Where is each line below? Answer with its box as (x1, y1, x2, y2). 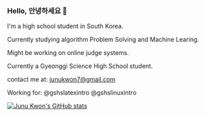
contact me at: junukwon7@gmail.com (7, 76, 115, 84)
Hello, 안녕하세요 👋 (7, 5, 67, 15)
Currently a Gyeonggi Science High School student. (7, 62, 153, 70)
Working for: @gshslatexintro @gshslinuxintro (7, 89, 137, 97)
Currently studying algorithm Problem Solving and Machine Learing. (7, 36, 199, 44)
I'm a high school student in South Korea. (7, 22, 124, 30)
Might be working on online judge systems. (7, 49, 129, 57)
